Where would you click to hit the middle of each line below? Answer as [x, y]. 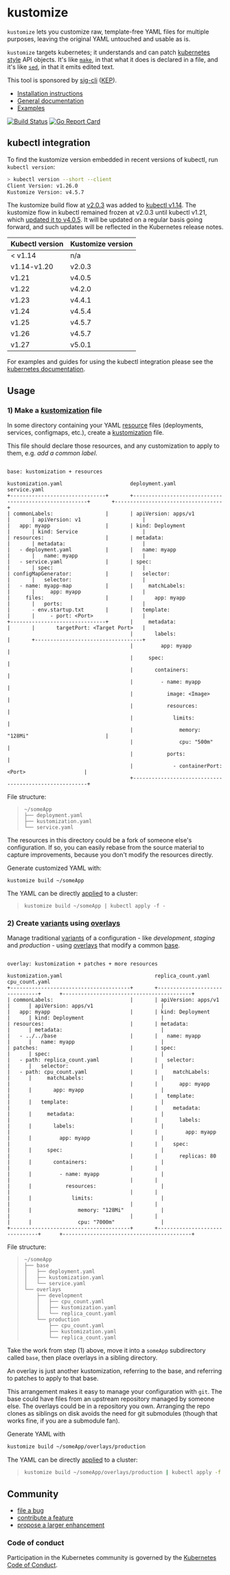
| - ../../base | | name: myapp [104, 1036]
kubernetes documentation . [46, 369]
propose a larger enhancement [61, 1525]
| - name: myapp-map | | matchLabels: [96, 586]
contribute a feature [45, 1517]
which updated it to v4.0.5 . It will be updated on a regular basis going [105, 220]
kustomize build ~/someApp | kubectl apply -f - [95, 906]
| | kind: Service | [77, 532]
